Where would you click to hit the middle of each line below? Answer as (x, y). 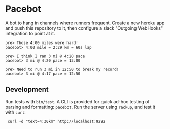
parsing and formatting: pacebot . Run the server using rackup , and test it (80, 107)
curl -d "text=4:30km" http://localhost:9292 (56, 121)
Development (27, 89)
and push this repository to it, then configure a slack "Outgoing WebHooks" (84, 28)
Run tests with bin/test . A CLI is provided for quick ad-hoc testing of (77, 101)
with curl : (16, 112)
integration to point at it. (30, 33)
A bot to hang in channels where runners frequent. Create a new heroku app (85, 23)
